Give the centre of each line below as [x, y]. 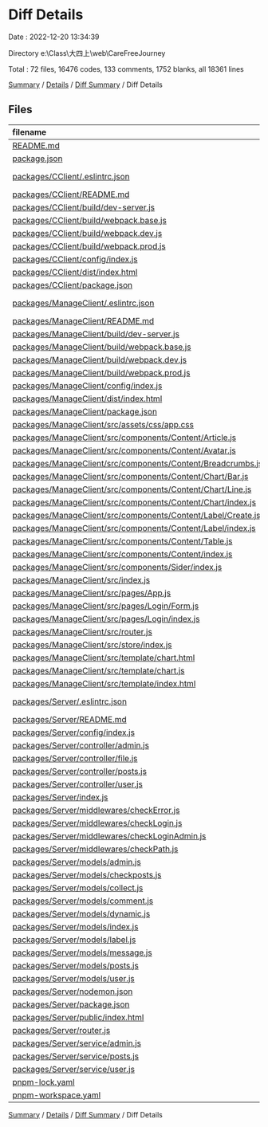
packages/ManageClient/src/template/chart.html [104, 658]
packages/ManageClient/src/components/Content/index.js [122, 554]
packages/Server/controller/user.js [78, 784]
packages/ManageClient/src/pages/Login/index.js [106, 618]
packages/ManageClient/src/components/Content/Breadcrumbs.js [138, 463]
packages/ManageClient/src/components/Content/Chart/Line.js [132, 489]
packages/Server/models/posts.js [76, 965]
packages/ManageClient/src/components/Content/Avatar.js [124, 450]
